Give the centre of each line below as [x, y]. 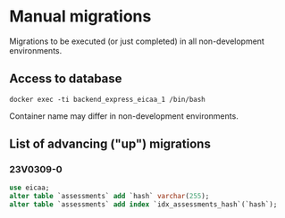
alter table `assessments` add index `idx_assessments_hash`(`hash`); [143, 205]
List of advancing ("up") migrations [110, 144]
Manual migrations [80, 17]
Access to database [66, 79]
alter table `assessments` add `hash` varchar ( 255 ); [109, 197]
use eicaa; [29, 188]
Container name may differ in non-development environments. [124, 116]
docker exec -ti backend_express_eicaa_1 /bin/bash [107, 99]
